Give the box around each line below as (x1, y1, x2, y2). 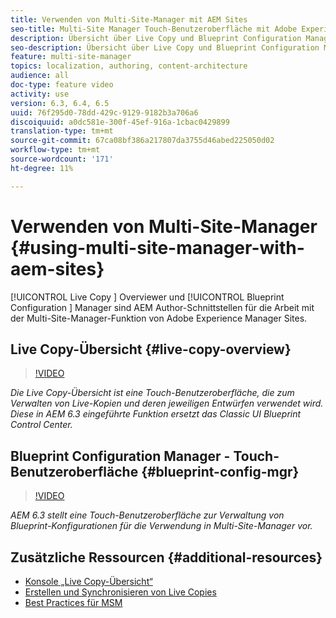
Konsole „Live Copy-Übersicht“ (24, 576, 153, 587)
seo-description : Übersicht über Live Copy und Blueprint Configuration (10, 42, 320, 53)
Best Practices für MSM (24, 597, 123, 608)
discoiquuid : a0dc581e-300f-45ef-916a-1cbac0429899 (10, 117, 230, 127)
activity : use (10, 89, 70, 99)
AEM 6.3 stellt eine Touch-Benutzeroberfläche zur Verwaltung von (10, 509, 285, 521)
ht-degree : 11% (10, 163, 74, 173)
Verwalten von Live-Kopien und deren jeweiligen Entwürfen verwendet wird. (10, 397, 324, 410)
